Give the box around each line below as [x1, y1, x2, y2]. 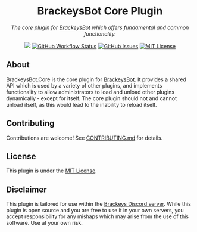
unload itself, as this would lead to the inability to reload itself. [6, 101, 157, 108]
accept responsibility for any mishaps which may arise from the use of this [6, 213, 189, 220]
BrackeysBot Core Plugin [37, 4, 163, 18]
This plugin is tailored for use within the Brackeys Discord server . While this [6, 200, 192, 208]
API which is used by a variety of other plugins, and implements [6, 82, 162, 89]
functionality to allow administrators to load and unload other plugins [6, 88, 174, 95]
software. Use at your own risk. [6, 219, 83, 227]
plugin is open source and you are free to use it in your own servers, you [6, 207, 185, 214]
